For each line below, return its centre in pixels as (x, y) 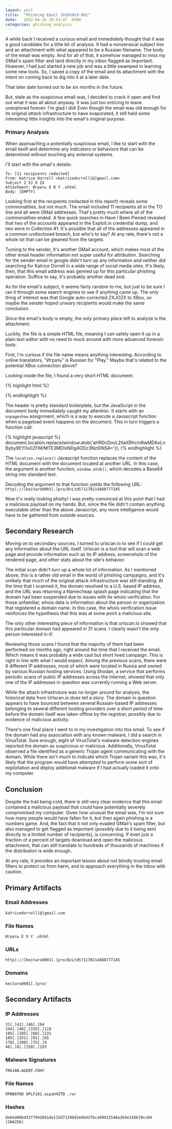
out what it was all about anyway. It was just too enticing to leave (74, 103)
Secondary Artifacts (38, 999)
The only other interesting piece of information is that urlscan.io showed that (86, 623)
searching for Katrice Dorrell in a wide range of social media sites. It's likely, (85, 265)
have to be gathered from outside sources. (50, 515)
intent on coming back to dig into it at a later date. (58, 77)
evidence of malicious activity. (37, 720)
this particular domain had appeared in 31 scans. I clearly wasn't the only (82, 629)
